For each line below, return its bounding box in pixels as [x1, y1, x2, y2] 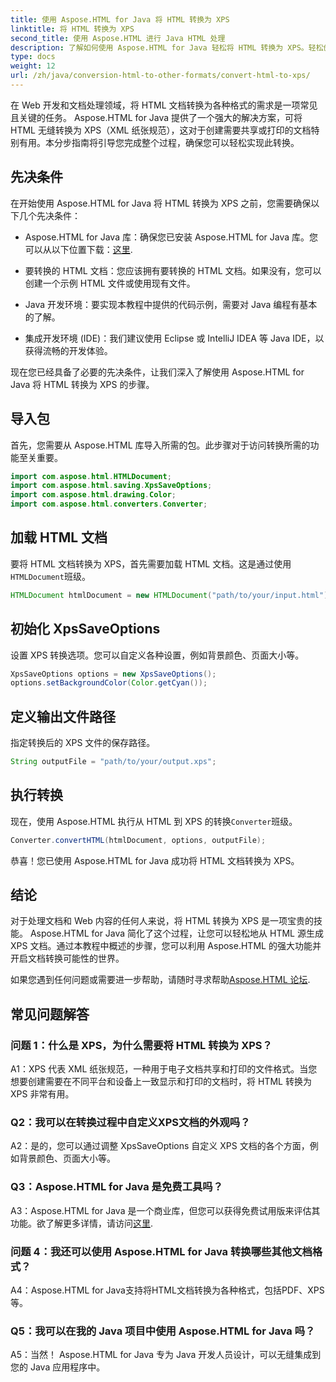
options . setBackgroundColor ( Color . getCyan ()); [10, 678, 208, 688]
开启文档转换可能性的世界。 [10, 952, 125, 965]
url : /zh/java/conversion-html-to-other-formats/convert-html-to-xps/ [10, 71, 311, 81]
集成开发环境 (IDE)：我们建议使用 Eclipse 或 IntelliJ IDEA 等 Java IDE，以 [24, 332, 325, 344]
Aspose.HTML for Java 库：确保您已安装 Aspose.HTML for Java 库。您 [24, 231, 319, 243]
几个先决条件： [18, 209, 81, 221]
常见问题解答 [10, 1006, 90, 1023]
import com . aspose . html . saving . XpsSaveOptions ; [10, 481, 213, 491]
